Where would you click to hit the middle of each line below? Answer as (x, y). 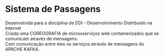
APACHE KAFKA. (22, 49)
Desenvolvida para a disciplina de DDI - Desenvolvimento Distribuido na (79, 23)
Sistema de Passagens (53, 9)
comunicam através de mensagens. (42, 39)
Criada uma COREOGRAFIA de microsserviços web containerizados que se (82, 33)
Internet (13, 28)
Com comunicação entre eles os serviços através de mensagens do (75, 44)
